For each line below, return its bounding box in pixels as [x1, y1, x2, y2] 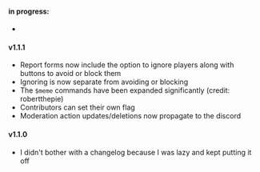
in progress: [8, 6, 50, 16]
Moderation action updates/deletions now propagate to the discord [19, 111, 242, 121]
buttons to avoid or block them [19, 69, 122, 78]
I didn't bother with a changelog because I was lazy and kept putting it [19, 147, 252, 157]
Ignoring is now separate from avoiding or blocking [19, 77, 189, 87]
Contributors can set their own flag [19, 102, 136, 112]
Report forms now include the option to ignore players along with [19, 60, 234, 70]
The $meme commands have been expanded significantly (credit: [19, 86, 230, 95]
